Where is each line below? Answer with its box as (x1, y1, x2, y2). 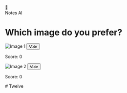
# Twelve (5, 83, 23, 89)
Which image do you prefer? (5, 27, 123, 38)
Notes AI (5, 10, 23, 16)
